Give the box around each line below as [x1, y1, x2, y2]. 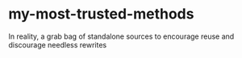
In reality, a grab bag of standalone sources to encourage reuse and [8, 31, 235, 41]
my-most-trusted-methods [8, 5, 194, 23]
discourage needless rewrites [8, 39, 107, 49]
